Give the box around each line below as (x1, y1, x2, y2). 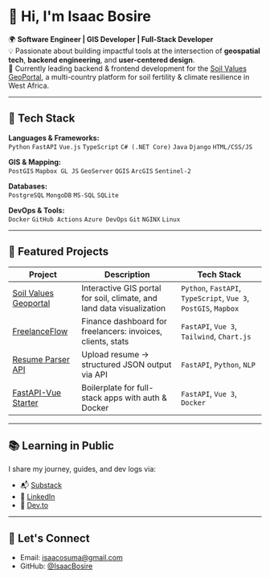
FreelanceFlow (12, 325, 68, 336)
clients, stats (81, 336, 129, 347)
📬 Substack (19, 481, 63, 490)
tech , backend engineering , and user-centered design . (8, 55, 195, 64)
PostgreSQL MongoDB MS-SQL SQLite (8, 191, 119, 200)
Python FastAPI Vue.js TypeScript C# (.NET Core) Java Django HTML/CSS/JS (8, 142, 253, 151)
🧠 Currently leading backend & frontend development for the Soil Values (8, 64, 247, 73)
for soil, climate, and (81, 292, 158, 303)
